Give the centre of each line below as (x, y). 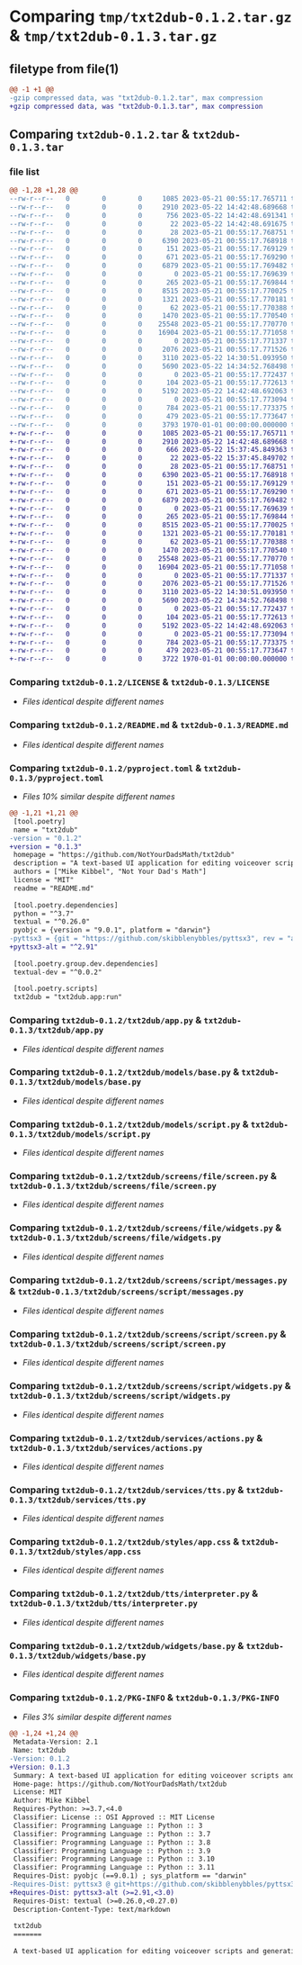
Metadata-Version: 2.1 (56, 1742)
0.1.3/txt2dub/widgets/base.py (78, 1655)
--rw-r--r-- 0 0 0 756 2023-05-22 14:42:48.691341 (148, 215)
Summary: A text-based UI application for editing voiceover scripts (146, 1775)
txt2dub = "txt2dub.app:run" (68, 997)
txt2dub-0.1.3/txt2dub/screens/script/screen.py (118, 1344)
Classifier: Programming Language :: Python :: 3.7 (112, 1834)
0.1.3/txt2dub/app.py (57, 1031)
